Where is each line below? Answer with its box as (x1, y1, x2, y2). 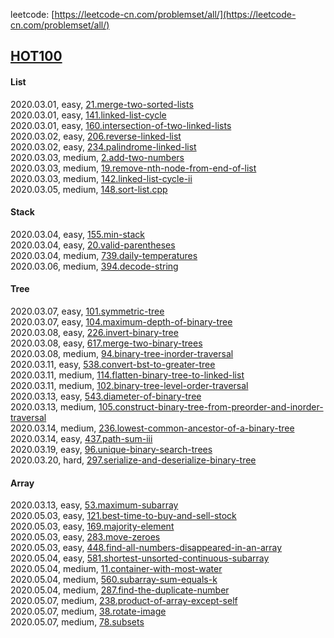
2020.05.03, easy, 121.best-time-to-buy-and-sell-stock (10, 510, 237, 522)
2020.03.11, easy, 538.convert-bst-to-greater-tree (10, 359, 216, 370)
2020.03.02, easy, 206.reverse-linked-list (10, 130, 182, 142)
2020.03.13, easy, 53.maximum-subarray (10, 499, 179, 511)
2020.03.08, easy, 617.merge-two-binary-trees (10, 337, 203, 349)
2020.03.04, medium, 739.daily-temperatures (10, 249, 198, 261)
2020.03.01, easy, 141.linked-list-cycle (10, 109, 167, 121)
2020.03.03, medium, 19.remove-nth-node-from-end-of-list (10, 162, 257, 174)
